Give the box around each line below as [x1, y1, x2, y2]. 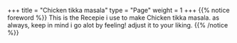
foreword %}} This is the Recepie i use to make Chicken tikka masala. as [7, 13, 219, 22]
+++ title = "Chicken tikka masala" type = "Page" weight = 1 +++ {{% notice [7, 6, 230, 14]
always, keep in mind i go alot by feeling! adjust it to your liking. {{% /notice [7, 21, 228, 29]
